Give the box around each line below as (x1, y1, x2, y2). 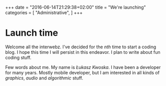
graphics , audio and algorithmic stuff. (5, 75, 84, 81)
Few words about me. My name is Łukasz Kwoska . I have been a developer (5, 64, 161, 70)
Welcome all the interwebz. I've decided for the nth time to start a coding (5, 44, 156, 50)
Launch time (5, 27, 58, 39)
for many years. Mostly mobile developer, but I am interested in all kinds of (5, 69, 160, 75)
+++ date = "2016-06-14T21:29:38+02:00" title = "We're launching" (5, 5, 146, 10)
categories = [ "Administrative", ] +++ (5, 10, 83, 16)
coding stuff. (5, 54, 32, 60)
